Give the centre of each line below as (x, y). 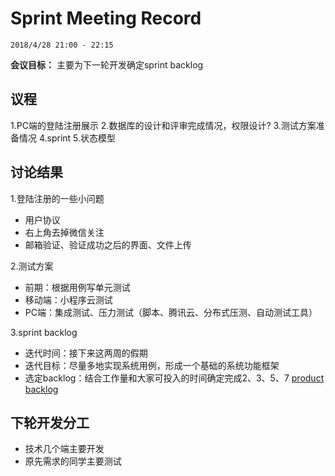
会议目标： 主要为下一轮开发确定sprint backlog (107, 64)
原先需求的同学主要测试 (73, 461)
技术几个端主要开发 (64, 449)
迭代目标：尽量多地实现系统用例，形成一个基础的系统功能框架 (152, 365)
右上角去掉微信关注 (64, 232)
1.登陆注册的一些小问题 (57, 198)
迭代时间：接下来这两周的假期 (86, 353)
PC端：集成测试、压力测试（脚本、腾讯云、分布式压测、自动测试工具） (171, 312)
